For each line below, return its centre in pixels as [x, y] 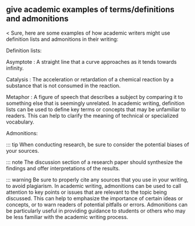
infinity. [15, 68]
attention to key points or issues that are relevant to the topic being [87, 192]
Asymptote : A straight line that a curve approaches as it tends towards [91, 61]
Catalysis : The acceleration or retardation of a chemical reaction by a [90, 79]
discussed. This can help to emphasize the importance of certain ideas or [95, 198]
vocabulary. [20, 122]
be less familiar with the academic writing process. [67, 217]
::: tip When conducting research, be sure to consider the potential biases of [98, 144]
